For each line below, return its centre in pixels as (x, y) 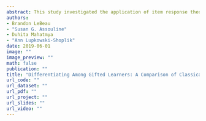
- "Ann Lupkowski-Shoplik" (41, 40)
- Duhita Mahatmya (30, 35)
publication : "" (27, 69)
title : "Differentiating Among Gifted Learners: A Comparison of (91, 75)
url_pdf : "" (21, 92)
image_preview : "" (30, 57)
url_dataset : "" (27, 86)
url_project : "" (27, 97)
